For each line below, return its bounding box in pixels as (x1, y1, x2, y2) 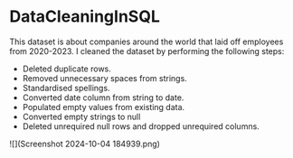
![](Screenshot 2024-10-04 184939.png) (9, 138, 161, 149)
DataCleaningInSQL (9, 6, 160, 27)
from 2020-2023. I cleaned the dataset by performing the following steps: (9, 45, 285, 56)
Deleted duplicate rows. (22, 63, 111, 74)
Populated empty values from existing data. (22, 101, 185, 112)
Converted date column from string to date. (22, 92, 184, 103)
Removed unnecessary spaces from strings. (22, 72, 187, 83)
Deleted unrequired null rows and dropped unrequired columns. (22, 120, 260, 132)
